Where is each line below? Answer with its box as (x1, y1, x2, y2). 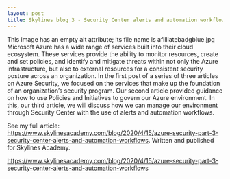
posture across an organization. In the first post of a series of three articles (7, 71, 218, 80)
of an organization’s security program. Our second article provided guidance (7, 86, 223, 95)
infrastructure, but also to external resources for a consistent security (7, 64, 203, 73)
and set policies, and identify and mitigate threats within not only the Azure (7, 57, 218, 65)
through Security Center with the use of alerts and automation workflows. (7, 108, 214, 117)
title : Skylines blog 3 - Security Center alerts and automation (7, 16, 197, 23)
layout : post (7, 10, 44, 17)
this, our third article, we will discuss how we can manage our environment (7, 101, 218, 109)
